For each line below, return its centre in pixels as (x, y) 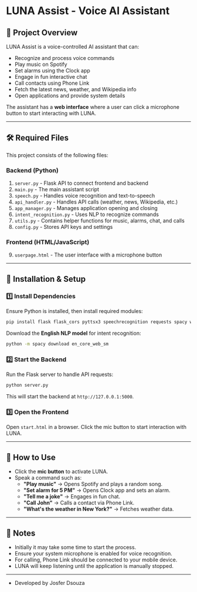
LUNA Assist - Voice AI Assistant (88, 11)
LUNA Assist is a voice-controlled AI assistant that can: (73, 46)
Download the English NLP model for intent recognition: (74, 333)
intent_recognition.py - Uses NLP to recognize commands (87, 214)
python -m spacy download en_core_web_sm (57, 344)
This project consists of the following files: (57, 155)
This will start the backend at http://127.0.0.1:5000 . (70, 397)
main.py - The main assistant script (57, 189)
